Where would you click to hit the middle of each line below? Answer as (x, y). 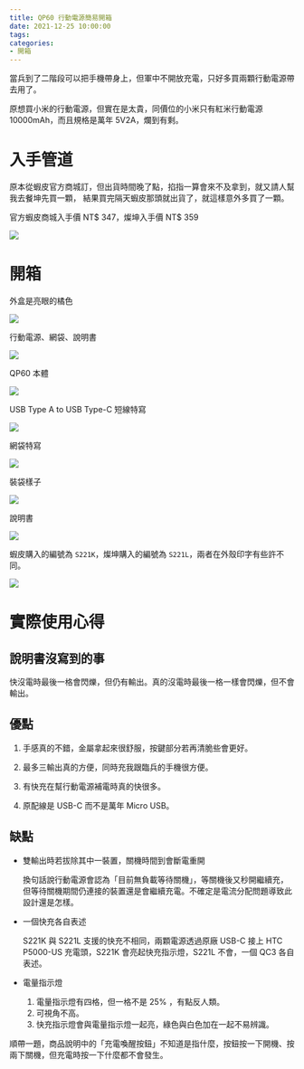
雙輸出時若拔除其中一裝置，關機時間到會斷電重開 (114, 860)
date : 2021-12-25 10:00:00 (60, 26)
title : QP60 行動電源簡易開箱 (61, 18)
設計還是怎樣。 (50, 902)
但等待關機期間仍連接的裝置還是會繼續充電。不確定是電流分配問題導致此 (157, 891)
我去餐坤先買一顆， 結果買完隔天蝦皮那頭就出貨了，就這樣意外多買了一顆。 (149, 198)
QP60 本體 (29, 373)
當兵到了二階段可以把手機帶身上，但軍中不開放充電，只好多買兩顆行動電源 (148, 79)
